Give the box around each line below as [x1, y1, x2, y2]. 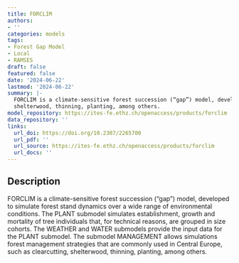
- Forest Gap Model [7, 43, 65, 50]
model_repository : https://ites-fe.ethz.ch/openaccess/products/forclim [7, 109, 228, 117]
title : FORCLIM [7, 10, 53, 18]
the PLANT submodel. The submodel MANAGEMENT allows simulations [7, 232, 218, 240]
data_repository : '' [7, 116, 69, 123]
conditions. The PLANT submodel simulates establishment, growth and [7, 209, 216, 218]
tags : [7, 37, 23, 44]
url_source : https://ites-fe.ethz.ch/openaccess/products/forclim [14, 143, 215, 150]
